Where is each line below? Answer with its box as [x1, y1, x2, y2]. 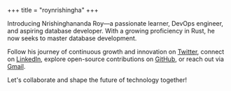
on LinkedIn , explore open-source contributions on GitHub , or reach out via [7, 55, 224, 63]
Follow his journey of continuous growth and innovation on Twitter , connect [7, 48, 225, 56]
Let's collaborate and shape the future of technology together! [7, 76, 188, 84]
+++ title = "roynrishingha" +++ [7, 6, 99, 14]
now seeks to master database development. [7, 34, 137, 42]
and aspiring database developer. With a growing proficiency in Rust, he [7, 27, 215, 35]
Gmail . [7, 63, 26, 70]
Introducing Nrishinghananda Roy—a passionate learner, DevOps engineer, [7, 19, 224, 27]
